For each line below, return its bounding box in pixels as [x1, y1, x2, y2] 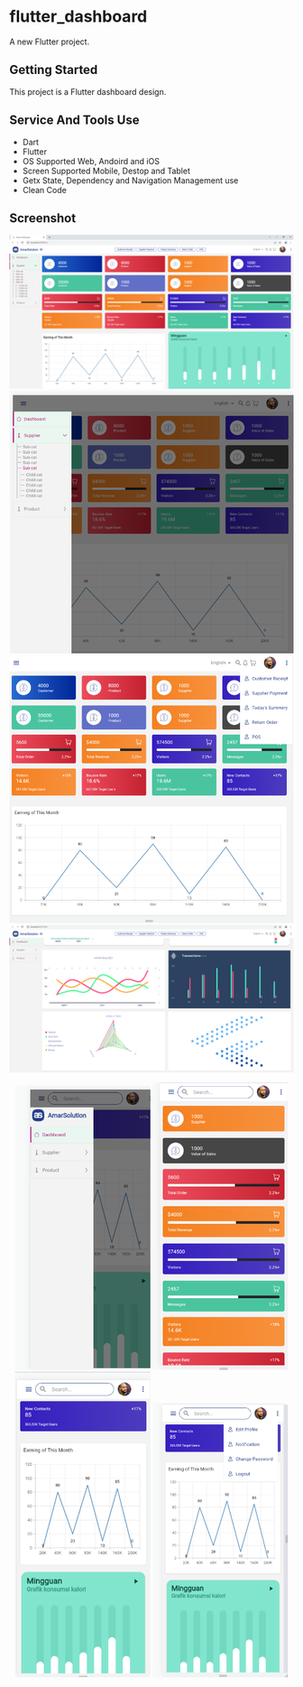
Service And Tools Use [9, 113, 140, 128]
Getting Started [9, 62, 98, 78]
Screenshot [9, 210, 77, 226]
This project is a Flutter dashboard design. [9, 86, 167, 97]
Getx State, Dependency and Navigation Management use [22, 174, 239, 186]
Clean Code [22, 184, 68, 195]
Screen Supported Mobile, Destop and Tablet [22, 165, 191, 176]
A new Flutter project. [9, 36, 90, 47]
